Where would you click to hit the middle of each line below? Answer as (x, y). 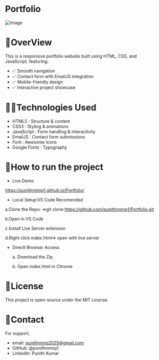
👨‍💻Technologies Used (51, 108)
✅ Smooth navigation (34, 71)
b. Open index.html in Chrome (42, 266)
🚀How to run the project (54, 167)
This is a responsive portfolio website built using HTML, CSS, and (71, 56)
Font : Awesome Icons (34, 142)
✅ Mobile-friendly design (38, 82)
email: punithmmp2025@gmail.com (48, 343)
